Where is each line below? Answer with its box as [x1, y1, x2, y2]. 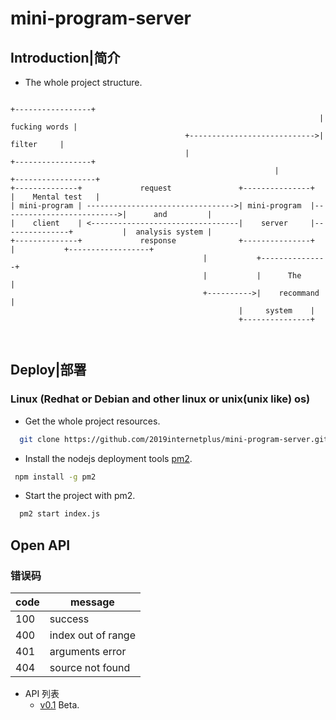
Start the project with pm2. [24, 490, 136, 502]
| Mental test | [10, 192, 101, 202]
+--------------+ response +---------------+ [10, 236, 315, 246]
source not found [49, 661, 131, 674]
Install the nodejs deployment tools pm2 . [24, 452, 193, 464]
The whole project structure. [24, 77, 143, 88]
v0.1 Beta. [39, 699, 80, 711]
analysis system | [135, 227, 213, 237]
